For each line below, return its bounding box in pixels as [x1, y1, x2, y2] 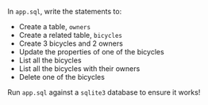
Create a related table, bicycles [18, 31, 123, 39]
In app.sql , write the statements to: [7, 7, 122, 16]
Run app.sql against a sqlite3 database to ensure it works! [7, 88, 201, 97]
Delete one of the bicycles [18, 73, 105, 81]
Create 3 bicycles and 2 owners [18, 39, 124, 48]
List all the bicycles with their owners [18, 64, 141, 73]
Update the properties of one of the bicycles [18, 47, 164, 56]
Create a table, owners [18, 22, 91, 31]
